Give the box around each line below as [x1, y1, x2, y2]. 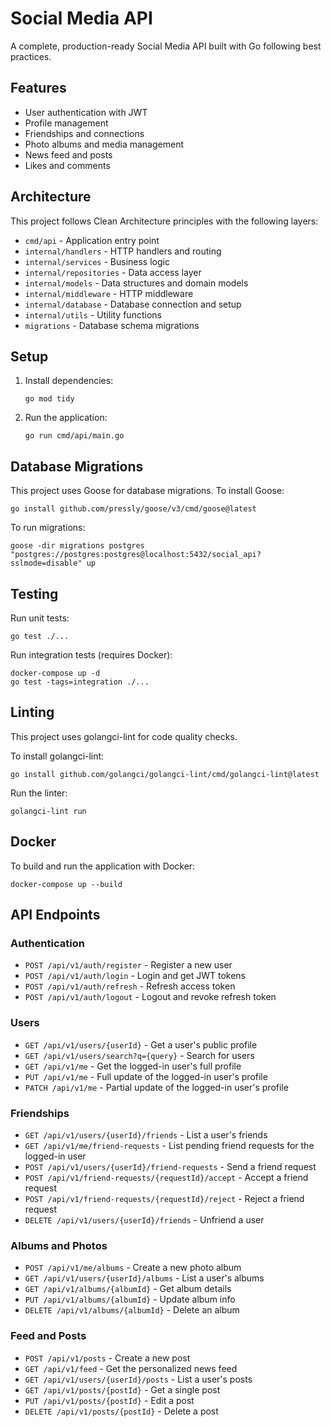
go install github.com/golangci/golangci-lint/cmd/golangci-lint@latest [10, 769, 320, 779]
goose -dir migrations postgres [10, 541, 145, 551]
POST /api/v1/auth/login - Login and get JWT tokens [24, 970, 246, 982]
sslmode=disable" [10, 558, 83, 569]
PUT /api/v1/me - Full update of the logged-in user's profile [24, 1070, 268, 1082]
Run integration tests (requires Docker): [10, 649, 173, 661]
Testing [10, 585, 59, 602]
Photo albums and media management [24, 138, 184, 150]
